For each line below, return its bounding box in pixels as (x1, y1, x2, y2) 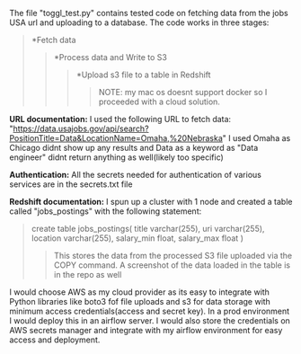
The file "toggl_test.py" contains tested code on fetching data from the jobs (9, 8, 289, 18)
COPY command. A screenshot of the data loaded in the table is (53, 260, 290, 270)
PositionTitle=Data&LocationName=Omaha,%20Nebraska (9, 133, 223, 143)
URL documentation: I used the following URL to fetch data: (9, 114, 232, 124)
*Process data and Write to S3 (53, 52, 168, 62)
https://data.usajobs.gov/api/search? (13, 123, 150, 134)
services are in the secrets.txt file (9, 179, 133, 190)
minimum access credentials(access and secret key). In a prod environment (9, 305, 290, 316)
